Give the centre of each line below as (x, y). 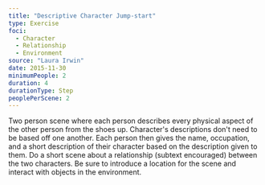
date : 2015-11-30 (37, 68)
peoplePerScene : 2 (39, 98)
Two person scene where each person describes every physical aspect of (131, 121)
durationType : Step (41, 90)
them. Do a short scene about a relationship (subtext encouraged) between (133, 155)
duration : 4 (28, 83)
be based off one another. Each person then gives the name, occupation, (129, 138)
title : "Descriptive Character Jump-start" (82, 16)
